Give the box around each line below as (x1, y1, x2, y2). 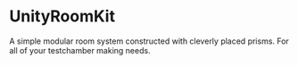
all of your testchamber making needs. (9, 45, 151, 55)
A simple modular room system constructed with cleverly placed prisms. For (9, 36, 290, 46)
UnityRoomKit (9, 6, 116, 27)
